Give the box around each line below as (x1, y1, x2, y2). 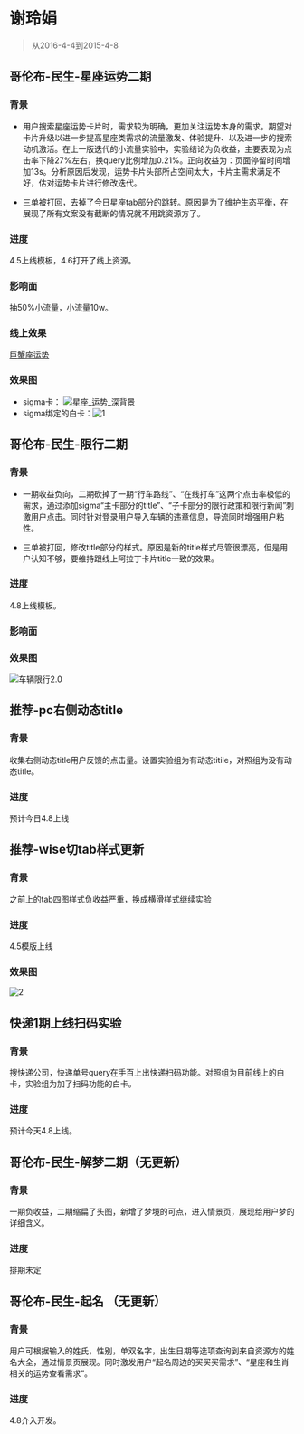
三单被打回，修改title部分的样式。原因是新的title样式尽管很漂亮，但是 (22, 541, 280, 552)
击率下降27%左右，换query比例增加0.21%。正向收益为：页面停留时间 (22, 155, 283, 166)
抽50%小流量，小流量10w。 (9, 302, 113, 313)
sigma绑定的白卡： (22, 407, 93, 418)
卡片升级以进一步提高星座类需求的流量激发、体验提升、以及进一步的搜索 (22, 132, 292, 143)
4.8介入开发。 (9, 1415, 62, 1426)
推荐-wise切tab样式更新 (9, 842, 145, 857)
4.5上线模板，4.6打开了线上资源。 (9, 254, 137, 265)
